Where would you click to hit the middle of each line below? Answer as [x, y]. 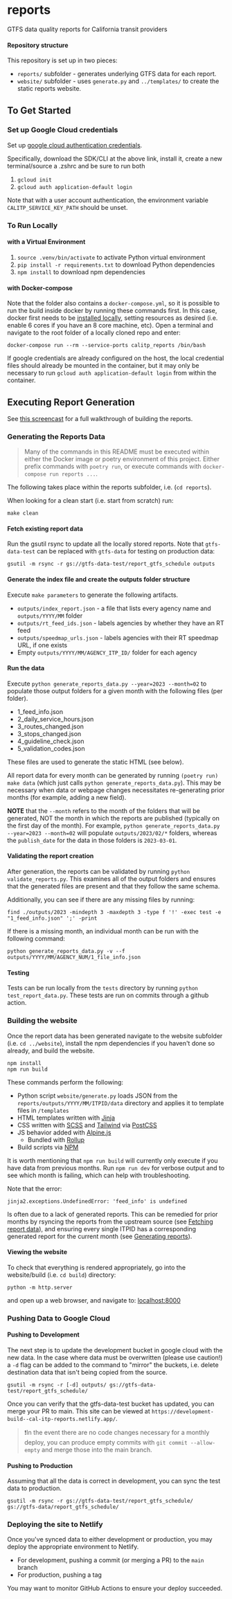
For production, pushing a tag [60, 1575]
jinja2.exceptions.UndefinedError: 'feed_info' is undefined [97, 1201]
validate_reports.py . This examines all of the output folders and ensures [111, 879]
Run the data [26, 668]
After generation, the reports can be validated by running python [99, 872]
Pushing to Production [40, 1465]
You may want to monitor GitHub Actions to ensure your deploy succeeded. [115, 1589]
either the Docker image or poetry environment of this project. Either [122, 459]
